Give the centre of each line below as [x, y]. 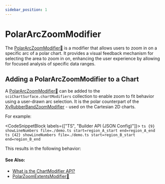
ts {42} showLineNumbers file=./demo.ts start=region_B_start [70, 135]
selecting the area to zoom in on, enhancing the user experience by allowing [82, 58]
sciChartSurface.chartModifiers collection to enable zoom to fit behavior [80, 96]
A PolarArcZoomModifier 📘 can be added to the [52, 91]
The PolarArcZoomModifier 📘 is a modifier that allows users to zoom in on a [81, 48]
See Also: [15, 160]
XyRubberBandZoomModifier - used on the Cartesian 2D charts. [70, 107]
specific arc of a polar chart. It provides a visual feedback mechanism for [79, 53]
